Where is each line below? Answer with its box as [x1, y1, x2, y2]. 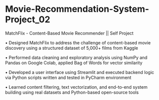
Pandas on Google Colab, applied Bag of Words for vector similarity [5, 60, 143, 66]
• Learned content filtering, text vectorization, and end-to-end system [5, 84, 148, 90]
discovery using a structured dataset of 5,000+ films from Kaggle [5, 45, 138, 51]
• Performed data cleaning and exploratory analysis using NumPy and [5, 54, 148, 60]
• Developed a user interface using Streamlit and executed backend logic [5, 69, 155, 75]
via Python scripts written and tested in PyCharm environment [5, 74, 132, 80]
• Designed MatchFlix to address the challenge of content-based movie [5, 39, 151, 45]
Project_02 [5, 14, 50, 25]
